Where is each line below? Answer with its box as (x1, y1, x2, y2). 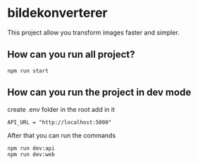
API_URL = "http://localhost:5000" (7, 118, 112, 126)
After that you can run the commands (7, 131, 116, 139)
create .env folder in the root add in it (7, 105, 115, 113)
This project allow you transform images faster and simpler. (7, 28, 180, 37)
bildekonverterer (7, 5, 108, 21)
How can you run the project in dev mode (7, 87, 192, 99)
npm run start (7, 67, 49, 75)
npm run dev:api (7, 144, 55, 152)
